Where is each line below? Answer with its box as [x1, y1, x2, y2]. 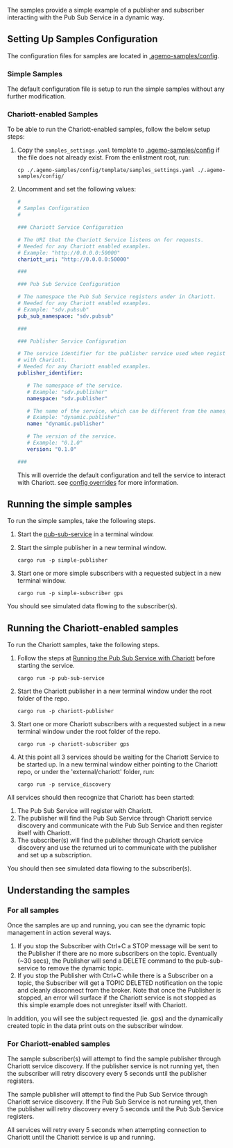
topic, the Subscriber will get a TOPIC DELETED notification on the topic [17, 978, 223, 987]
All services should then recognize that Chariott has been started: [7, 794, 196, 802]
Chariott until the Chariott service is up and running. [7, 1133, 156, 1142]
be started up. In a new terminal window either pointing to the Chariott [17, 760, 218, 769]
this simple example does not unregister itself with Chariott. [17, 1000, 188, 1009]
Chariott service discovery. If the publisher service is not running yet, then [7, 1062, 220, 1070]
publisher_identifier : [17, 370, 83, 377]
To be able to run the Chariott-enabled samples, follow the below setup [7, 125, 211, 134]
